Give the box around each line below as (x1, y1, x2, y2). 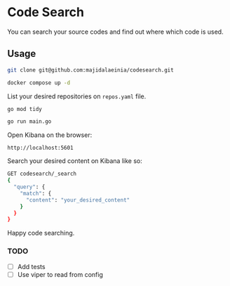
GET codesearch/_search (7, 170, 77, 178)
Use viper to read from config (17, 270, 104, 278)
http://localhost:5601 (7, 145, 74, 152)
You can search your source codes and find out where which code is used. (7, 27, 224, 36)
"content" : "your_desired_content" (25, 196, 130, 204)
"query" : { (13, 183, 46, 190)
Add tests (17, 262, 46, 271)
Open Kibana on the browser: (7, 131, 93, 139)
